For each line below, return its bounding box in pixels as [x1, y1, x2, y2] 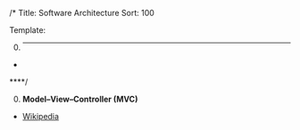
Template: [9, 25, 46, 35]
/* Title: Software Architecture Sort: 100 [9, 8, 154, 18]
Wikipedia [21, 111, 60, 121]
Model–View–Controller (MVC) [21, 93, 138, 104]
